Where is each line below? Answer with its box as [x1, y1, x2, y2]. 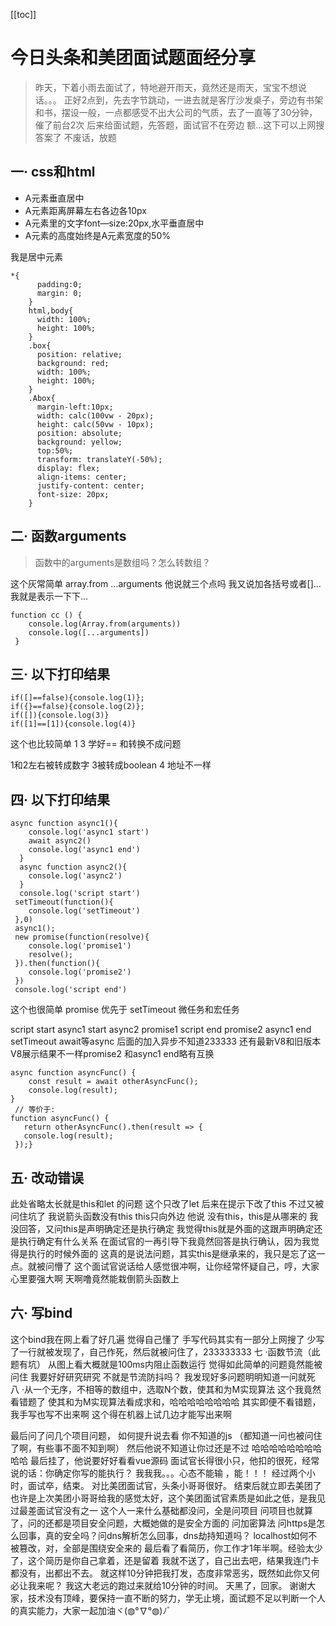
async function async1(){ [10, 819, 118, 829]
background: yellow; [36, 437, 123, 447]
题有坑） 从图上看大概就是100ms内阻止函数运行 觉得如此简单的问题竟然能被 [10, 1358, 323, 1370]
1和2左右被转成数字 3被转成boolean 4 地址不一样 [10, 759, 212, 771]
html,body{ [28, 305, 74, 316]
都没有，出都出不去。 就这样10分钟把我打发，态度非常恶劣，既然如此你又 [10, 1567, 312, 1579]
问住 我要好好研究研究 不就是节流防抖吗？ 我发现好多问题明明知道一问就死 [10, 1370, 316, 1383]
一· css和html [10, 164, 96, 181]
